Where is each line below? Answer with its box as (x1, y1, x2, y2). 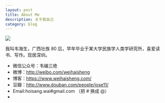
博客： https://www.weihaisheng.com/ (12, 76, 92, 82)
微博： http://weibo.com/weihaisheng (12, 69, 90, 75)
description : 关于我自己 (5, 17, 54, 22)
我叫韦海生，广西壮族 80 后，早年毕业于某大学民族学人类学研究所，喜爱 (5, 46, 156, 52)
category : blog (5, 21, 38, 27)
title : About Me (5, 12, 40, 17)
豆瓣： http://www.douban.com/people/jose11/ (12, 82, 109, 88)
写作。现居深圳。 (14, 52, 50, 58)
